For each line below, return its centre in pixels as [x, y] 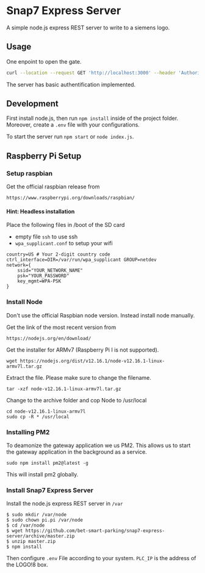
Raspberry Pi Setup [44, 156]
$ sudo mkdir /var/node [37, 515]
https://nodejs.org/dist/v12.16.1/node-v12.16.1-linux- [92, 361]
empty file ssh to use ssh [46, 237]
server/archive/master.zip [41, 536]
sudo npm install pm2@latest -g [47, 463]
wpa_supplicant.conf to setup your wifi [64, 243]
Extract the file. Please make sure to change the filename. [79, 377]
